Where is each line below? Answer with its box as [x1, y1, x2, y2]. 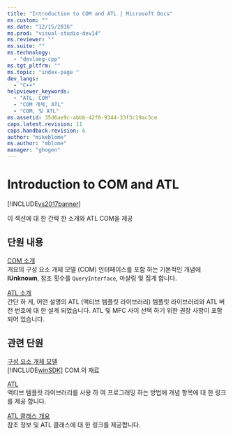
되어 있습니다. [7, 315, 45, 323]
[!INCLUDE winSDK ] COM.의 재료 [7, 366, 100, 374]
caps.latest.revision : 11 [7, 120, 82, 128]
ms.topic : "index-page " [7, 68, 80, 75]
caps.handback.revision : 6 [7, 127, 86, 134]
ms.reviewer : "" [7, 36, 54, 43]
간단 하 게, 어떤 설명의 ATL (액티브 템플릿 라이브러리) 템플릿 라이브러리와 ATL [7, 297, 218, 306]
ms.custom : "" [7, 17, 49, 24]
